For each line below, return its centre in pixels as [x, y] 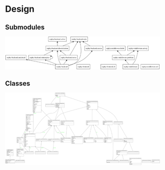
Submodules [25, 27]
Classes [18, 83]
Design [20, 9]
